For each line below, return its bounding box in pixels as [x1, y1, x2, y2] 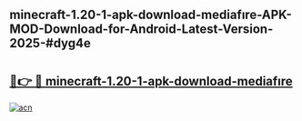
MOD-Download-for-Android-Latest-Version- [9, 22, 274, 37]
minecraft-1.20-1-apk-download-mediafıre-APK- [9, 7, 293, 23]
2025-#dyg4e [9, 35, 91, 51]
